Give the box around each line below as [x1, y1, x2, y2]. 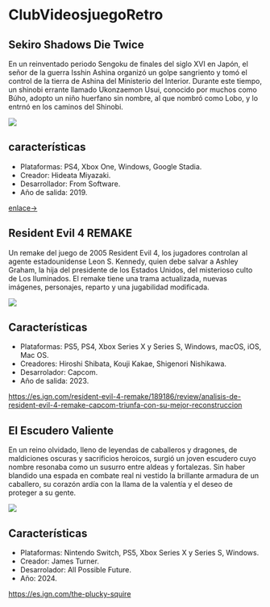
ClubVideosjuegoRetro [8, 6, 164, 24]
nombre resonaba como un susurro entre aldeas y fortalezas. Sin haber [8, 462, 246, 472]
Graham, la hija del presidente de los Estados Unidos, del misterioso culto [8, 264, 253, 275]
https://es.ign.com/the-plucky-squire [8, 589, 131, 599]
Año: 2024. [19, 574, 58, 584]
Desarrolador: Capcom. [19, 368, 98, 377]
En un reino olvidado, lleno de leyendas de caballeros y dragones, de [8, 445, 238, 455]
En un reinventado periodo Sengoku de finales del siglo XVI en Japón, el [8, 59, 248, 69]
